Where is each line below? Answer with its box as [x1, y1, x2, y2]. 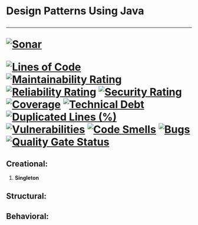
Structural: [6, 192, 47, 202]
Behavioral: [6, 211, 49, 221]
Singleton [14, 174, 39, 181]
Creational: [6, 159, 48, 169]
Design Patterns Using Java [6, 4, 144, 18]
